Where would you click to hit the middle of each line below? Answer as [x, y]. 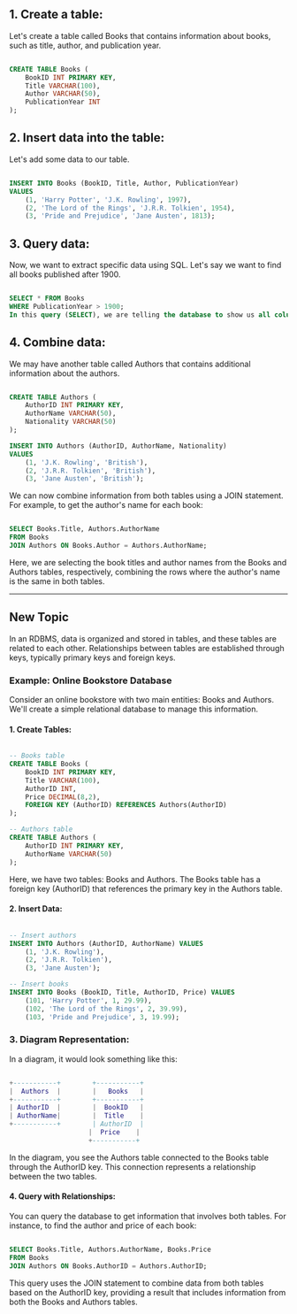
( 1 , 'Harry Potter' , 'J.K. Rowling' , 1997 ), [108, 200]
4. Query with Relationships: [63, 1196]
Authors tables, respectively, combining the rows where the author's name [145, 572]
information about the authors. [65, 373]
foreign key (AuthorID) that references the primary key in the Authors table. [146, 888]
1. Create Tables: [41, 729]
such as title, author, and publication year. [85, 45]
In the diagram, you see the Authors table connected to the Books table [139, 1157]
